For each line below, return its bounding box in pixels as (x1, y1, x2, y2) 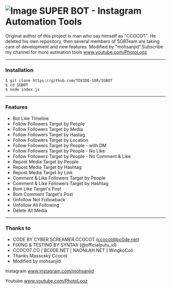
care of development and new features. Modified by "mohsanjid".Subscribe (5, 43, 163, 49)
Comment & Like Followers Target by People (12, 175, 106, 181)
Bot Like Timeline (12, 115, 49, 121)
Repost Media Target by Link (12, 169, 73, 175)
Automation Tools (5, 16, 82, 28)
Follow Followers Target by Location (12, 137, 89, 143)
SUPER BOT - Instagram (39, 5, 142, 17)
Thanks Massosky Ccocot (12, 252, 68, 258)
